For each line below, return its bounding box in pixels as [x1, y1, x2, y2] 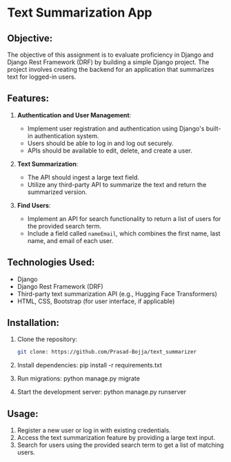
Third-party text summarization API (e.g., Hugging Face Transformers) [17, 289, 217, 298]
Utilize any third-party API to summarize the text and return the [27, 180, 207, 189]
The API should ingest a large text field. [27, 173, 140, 181]
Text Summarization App [7, 5, 152, 21]
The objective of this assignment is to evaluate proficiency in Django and [7, 50, 214, 59]
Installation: [7, 317, 60, 329]
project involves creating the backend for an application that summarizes [7, 66, 214, 73]
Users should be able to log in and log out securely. [27, 139, 174, 147]
